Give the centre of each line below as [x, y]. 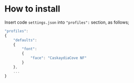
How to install [33, 9]
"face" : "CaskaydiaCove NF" [59, 58]
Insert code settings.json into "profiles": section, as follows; [67, 22]
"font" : [29, 49]
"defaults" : [25, 40]
